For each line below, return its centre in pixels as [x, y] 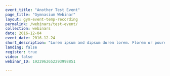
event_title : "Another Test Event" [43, 10]
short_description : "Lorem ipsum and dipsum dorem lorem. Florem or [79, 43]
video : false [19, 57]
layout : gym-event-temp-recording [42, 19]
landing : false [21, 47]
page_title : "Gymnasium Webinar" [40, 15]
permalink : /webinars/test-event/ [42, 24]
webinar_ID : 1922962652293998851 [40, 61]
